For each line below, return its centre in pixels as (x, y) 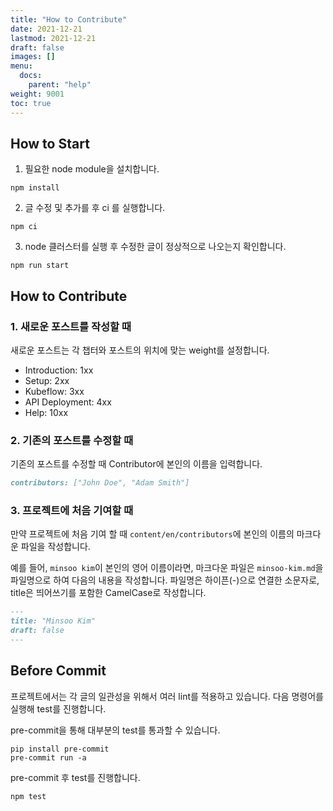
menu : (21, 66)
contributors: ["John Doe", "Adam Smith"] (100, 483)
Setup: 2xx (47, 380)
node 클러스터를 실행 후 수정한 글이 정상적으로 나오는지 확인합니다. (155, 247)
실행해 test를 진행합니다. (58, 708)
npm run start (40, 266)
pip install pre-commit (60, 749)
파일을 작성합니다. (55, 547)
